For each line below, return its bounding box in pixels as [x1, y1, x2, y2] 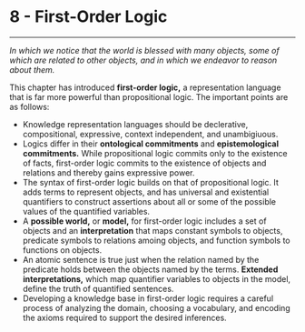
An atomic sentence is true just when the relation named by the [22, 254, 260, 265]
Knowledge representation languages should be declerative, [22, 118, 249, 129]
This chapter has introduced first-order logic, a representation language [9, 82, 281, 93]
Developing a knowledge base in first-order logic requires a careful [22, 293, 274, 304]
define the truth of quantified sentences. [22, 283, 174, 294]
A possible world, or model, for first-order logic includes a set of [22, 216, 267, 226]
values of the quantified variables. [22, 206, 151, 216]
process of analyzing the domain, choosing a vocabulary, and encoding [22, 302, 290, 313]
